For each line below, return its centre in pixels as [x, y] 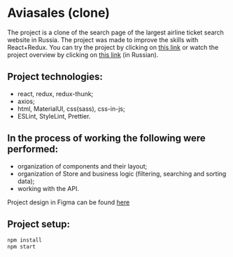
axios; [26, 101]
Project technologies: [55, 77]
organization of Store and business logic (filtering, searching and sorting [122, 173]
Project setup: [39, 224]
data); [26, 181]
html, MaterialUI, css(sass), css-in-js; [71, 108]
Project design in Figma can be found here [69, 202]
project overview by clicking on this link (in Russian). [83, 55]
